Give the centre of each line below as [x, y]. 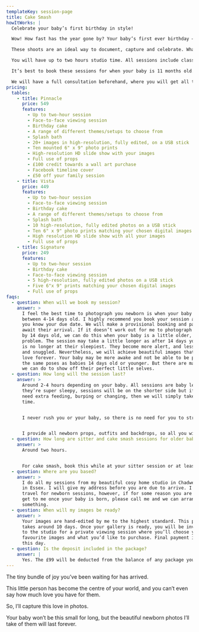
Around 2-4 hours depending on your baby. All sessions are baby [104, 385]
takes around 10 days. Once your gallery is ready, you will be [103, 527]
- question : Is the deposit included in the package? [79, 549]
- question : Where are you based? [54, 471]
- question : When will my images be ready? [66, 510]
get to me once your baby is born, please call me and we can [100, 499]
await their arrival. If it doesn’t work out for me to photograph [107, 330]
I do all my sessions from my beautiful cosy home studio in [99, 482]
